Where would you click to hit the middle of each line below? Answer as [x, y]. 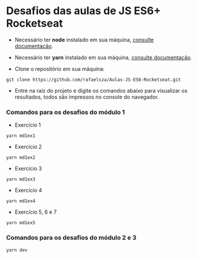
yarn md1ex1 [21, 136]
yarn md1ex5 [21, 223]
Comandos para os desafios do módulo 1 [66, 112]
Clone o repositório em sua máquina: [59, 68]
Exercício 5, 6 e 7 [36, 212]
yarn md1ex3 [21, 179]
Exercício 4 [28, 191]
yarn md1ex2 [21, 158]
